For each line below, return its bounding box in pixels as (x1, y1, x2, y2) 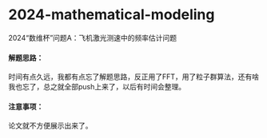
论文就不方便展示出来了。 (8, 121, 93, 131)
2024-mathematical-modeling (8, 6, 215, 24)
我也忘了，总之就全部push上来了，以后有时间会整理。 (8, 82, 186, 92)
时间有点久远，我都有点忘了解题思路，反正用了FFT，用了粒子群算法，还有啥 (8, 72, 260, 81)
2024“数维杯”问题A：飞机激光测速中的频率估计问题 (8, 33, 177, 42)
